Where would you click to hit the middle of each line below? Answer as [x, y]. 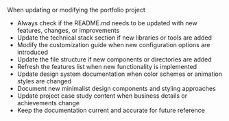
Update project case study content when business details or [102, 96]
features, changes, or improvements [68, 30]
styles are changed [44, 81]
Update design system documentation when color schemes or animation [120, 74]
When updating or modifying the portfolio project [76, 10]
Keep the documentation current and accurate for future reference [111, 110]
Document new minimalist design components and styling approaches [116, 89]
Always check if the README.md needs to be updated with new [107, 23]
